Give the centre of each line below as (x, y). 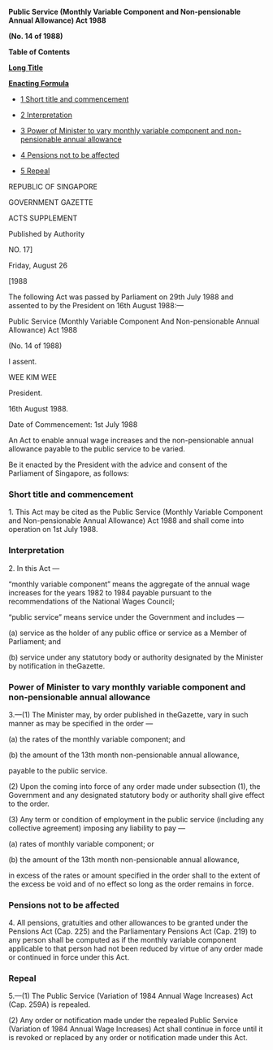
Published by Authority (47, 234)
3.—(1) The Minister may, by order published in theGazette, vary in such (128, 714)
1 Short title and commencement (74, 99)
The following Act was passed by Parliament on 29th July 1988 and (121, 297)
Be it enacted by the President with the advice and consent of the (118, 464)
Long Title (26, 68)
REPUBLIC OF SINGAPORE (53, 187)
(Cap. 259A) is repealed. (50, 1004)
